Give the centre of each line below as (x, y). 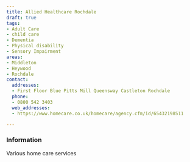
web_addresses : (31, 108)
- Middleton (21, 62)
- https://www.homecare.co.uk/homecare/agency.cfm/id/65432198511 (98, 113)
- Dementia (20, 40)
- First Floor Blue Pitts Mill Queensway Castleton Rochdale (91, 91)
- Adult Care (23, 29)
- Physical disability (35, 46)
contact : (17, 79)
